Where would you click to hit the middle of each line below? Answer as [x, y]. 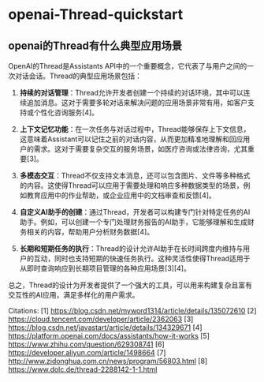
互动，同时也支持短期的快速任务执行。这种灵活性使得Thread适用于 [142, 258]
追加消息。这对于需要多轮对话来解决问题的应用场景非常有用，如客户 [137, 103]
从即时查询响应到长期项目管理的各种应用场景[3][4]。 [105, 268]
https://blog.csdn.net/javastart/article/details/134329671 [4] [105, 328]
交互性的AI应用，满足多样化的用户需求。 [74, 295]
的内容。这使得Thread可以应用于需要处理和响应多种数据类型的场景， [131, 185]
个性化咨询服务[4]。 [66, 112]
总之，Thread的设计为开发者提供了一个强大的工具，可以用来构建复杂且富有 [130, 285]
